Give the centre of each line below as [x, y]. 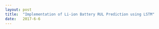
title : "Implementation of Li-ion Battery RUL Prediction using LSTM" [80, 14]
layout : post [18, 10]
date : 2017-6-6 [23, 19]
